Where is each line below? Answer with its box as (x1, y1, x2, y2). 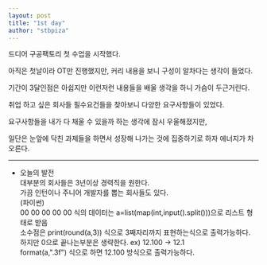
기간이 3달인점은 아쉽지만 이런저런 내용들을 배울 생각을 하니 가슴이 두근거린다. (8, 83, 250, 92)
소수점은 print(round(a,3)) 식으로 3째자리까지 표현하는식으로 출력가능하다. (19, 228, 251, 237)
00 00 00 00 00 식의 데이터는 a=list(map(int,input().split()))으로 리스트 (19, 208, 245, 217)
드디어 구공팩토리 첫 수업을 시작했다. (8, 49, 121, 59)
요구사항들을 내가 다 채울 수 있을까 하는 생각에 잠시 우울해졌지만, (8, 117, 208, 127)
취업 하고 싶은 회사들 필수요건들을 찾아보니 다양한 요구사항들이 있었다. (8, 100, 225, 110)
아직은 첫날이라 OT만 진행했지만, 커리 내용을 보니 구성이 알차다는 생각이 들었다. (8, 66, 253, 76)
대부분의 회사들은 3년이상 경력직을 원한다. (19, 178, 150, 188)
